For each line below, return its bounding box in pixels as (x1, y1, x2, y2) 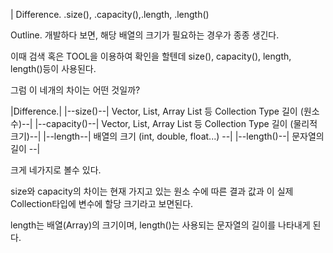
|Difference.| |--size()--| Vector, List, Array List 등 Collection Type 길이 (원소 (10, 105, 320, 117)
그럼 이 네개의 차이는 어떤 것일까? (10, 84, 141, 96)
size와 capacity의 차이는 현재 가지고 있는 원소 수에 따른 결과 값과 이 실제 (10, 185, 294, 197)
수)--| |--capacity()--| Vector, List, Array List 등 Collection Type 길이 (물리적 (10, 118, 318, 129)
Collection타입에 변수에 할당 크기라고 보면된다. (10, 198, 194, 209)
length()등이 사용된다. (10, 63, 97, 74)
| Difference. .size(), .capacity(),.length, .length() (10, 9, 210, 20)
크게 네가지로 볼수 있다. (10, 164, 102, 176)
